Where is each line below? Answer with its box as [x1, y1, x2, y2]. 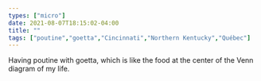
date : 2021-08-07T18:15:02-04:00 [8, 19, 119, 27]
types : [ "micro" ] [8, 11, 66, 20]
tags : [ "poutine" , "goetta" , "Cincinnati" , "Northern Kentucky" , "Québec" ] [8, 33, 251, 42]
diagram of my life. [8, 64, 70, 74]
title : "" [8, 26, 41, 34]
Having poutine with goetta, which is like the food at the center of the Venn [8, 56, 254, 65]
